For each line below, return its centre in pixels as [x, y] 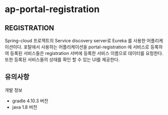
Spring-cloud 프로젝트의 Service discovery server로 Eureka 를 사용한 [75, 41]
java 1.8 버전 [25, 107]
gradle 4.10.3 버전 [30, 101]
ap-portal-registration [52, 9]
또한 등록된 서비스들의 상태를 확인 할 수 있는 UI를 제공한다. [62, 60]
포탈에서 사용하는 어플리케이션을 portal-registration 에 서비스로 [87, 47]
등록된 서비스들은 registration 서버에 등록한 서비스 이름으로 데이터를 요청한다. [87, 53]
